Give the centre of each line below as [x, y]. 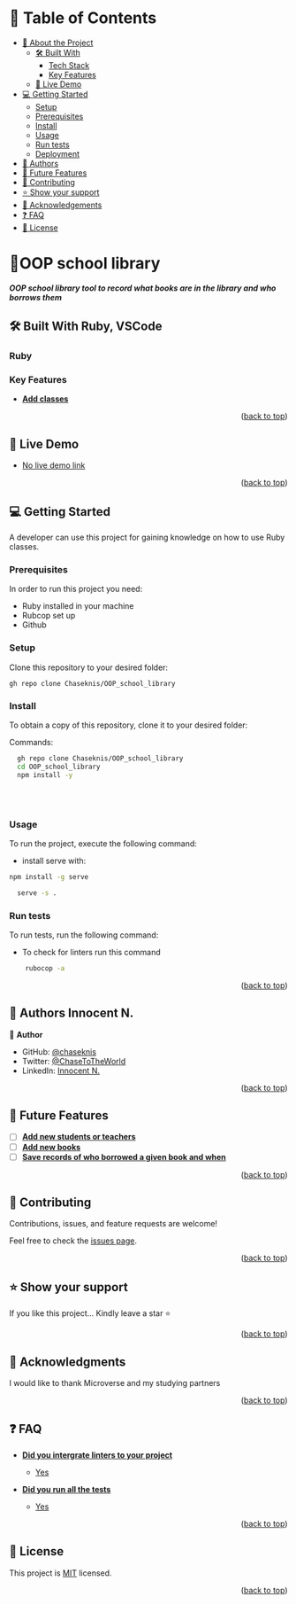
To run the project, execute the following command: [103, 843]
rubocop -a [45, 968]
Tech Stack [69, 65]
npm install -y [45, 775]
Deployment [57, 153]
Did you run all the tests [66, 1489]
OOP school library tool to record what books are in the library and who [143, 288]
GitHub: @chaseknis [59, 1051]
